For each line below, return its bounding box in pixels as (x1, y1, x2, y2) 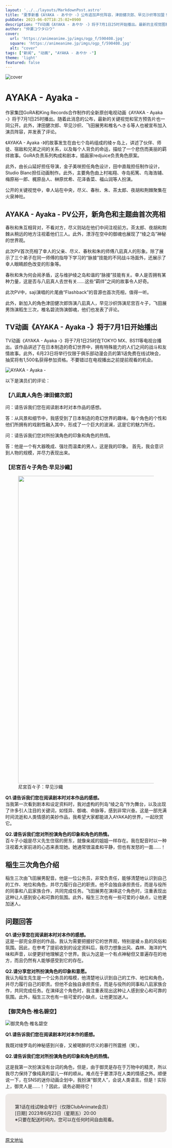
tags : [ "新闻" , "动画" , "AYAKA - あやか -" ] (5, 50, 96, 55)
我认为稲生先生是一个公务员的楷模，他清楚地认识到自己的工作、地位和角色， (5, 975, 167, 981)
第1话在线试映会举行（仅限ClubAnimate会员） (15, 1104, 111, 1110)
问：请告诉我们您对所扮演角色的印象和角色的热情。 (5, 433, 113, 439)
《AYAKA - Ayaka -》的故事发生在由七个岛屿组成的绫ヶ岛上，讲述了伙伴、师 (5, 139, 162, 146)
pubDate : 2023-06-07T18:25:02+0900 (5, 17, 81, 22)
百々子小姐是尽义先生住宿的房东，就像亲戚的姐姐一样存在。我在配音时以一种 (5, 837, 167, 844)
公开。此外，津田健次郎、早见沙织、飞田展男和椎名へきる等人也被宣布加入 (9, 122, 167, 129)
